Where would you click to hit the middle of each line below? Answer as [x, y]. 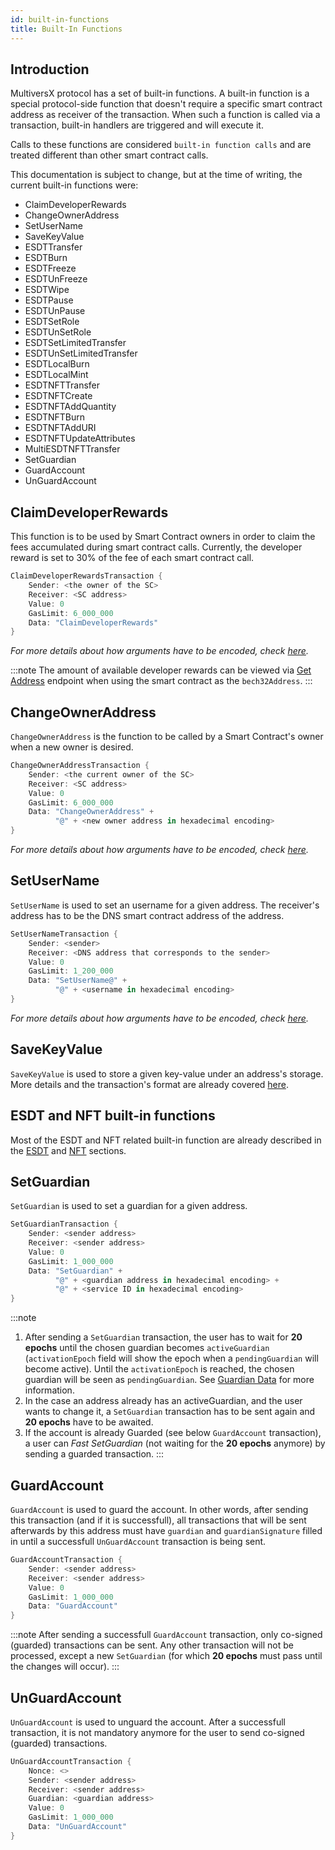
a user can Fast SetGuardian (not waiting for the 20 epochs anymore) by [175, 1443]
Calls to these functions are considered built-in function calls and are [161, 145]
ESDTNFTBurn [54, 417]
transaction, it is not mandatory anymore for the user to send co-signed [157, 1732]
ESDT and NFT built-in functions [113, 1116]
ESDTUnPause [55, 311]
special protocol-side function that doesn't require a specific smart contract [166, 104]
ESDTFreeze [50, 268]
